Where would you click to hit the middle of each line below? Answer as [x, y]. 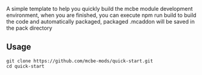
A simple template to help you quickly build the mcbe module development [99, 9]
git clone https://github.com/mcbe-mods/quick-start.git [80, 61]
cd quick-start [25, 66]
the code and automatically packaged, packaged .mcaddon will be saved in [101, 21]
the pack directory [29, 28]
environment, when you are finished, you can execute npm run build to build [101, 15]
